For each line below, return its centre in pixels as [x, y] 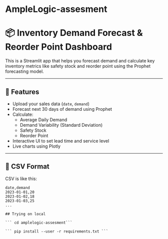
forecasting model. [24, 71]
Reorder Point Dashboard [59, 47]
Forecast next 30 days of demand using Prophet [62, 109]
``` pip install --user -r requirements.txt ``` [57, 231]
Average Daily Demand [43, 119]
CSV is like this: [21, 179]
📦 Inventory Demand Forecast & [74, 33]
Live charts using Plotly [36, 146]
